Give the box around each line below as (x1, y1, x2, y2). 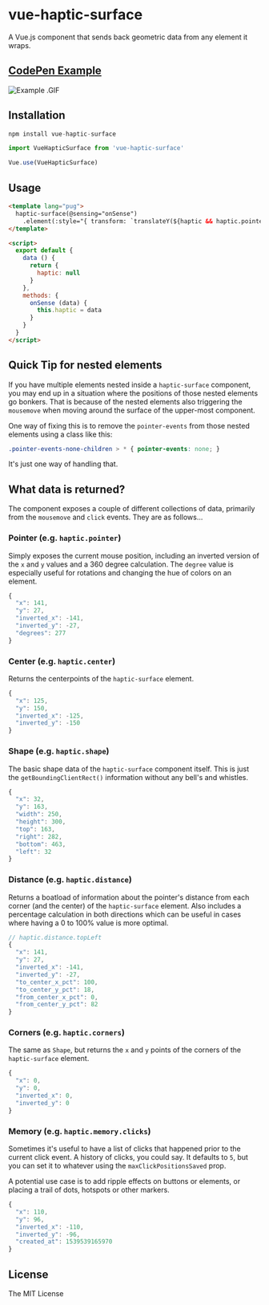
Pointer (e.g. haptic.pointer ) (8, 532, 122, 543)
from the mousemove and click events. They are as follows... (8, 512, 203, 522)
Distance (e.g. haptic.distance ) (8, 874, 132, 885)
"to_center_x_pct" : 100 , (15, 978, 98, 986)
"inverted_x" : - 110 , (15, 1222, 84, 1231)
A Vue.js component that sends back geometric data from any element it (8, 32, 248, 42)
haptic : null (37, 269, 81, 277)
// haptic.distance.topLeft (8, 933, 102, 941)
